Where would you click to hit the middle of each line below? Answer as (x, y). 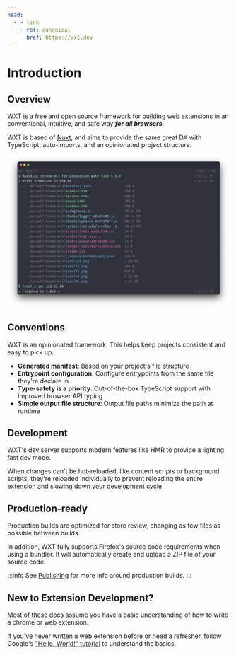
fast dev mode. (29, 458)
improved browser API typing (60, 395)
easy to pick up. (31, 352)
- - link (26, 22)
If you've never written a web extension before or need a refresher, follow (114, 636)
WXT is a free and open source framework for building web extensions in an (118, 116)
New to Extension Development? (81, 598)
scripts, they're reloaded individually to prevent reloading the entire (105, 479)
